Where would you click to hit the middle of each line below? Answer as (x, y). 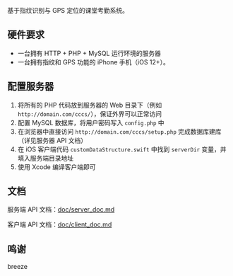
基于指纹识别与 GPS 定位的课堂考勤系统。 (68, 10)
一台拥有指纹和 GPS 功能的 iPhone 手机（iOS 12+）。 (93, 62)
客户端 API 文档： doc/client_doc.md (60, 224)
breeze (18, 267)
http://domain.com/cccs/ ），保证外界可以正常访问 (90, 114)
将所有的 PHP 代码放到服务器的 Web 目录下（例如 (90, 105)
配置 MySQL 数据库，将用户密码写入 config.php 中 (91, 122)
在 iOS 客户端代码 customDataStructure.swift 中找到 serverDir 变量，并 (122, 149)
